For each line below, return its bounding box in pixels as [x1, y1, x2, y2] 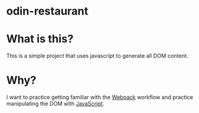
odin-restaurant [6, 4, 89, 18]
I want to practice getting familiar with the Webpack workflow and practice [6, 94, 194, 101]
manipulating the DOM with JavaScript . [6, 100, 105, 108]
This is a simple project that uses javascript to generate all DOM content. [6, 52, 189, 60]
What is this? [6, 32, 74, 46]
